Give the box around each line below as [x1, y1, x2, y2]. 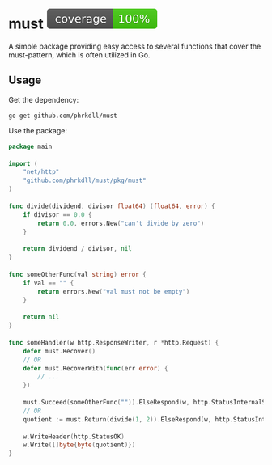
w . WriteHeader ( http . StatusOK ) [23, 433, 125, 441]
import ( [8, 159, 38, 167]
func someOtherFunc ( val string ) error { [8, 270, 147, 278]
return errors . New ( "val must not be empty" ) [37, 287, 190, 295]
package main [8, 142, 53, 150]
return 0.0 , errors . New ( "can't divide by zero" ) [37, 219, 205, 227]
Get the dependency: [8, 95, 79, 104]
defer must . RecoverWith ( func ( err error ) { [23, 364, 168, 372]
